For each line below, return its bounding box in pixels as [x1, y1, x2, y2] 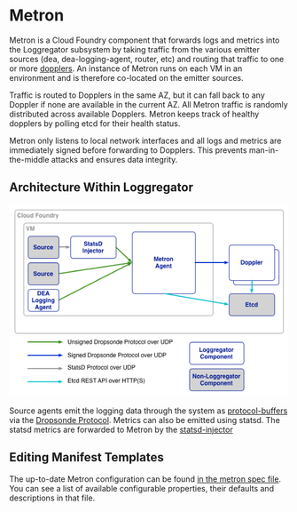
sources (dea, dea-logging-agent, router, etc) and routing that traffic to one [9, 53, 285, 64]
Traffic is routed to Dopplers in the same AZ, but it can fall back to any [9, 90, 266, 100]
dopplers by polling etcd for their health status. [9, 117, 181, 129]
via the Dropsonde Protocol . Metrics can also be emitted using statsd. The [9, 414, 281, 425]
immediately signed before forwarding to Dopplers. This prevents [9, 144, 247, 156]
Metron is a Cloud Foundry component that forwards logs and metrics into [9, 35, 280, 45]
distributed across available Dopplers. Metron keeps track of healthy [9, 108, 260, 119]
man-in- [248, 144, 279, 156]
